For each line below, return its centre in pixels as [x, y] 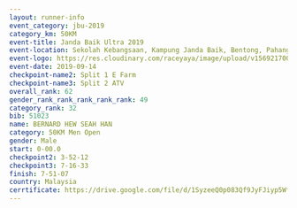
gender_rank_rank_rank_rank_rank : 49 [79, 100]
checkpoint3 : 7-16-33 [49, 166]
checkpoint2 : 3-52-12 [49, 157]
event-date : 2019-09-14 [53, 67]
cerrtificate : [35, 190]
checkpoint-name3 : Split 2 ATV [67, 83]
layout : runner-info [47, 17]
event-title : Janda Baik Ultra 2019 [76, 42]
